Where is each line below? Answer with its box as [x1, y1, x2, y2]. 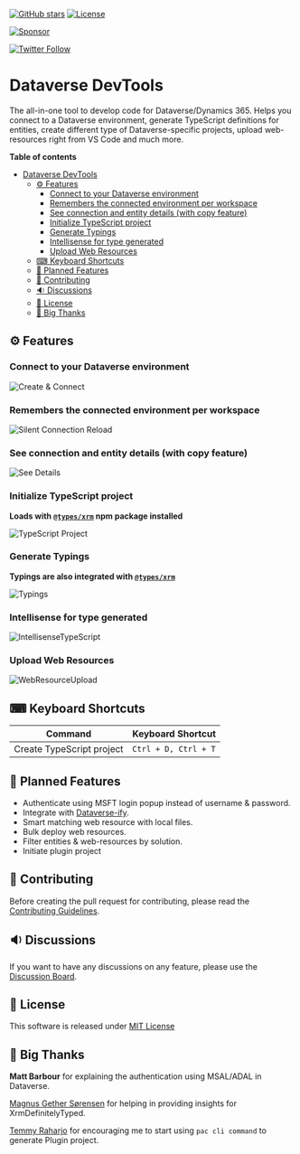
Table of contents [9, 151, 77, 162]
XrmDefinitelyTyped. [9, 1108, 86, 1119]
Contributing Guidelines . [9, 905, 100, 916]
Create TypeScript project [14, 743, 124, 755]
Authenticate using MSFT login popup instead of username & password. [22, 798, 291, 809]
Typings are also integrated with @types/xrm [9, 570, 176, 582]
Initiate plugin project [22, 846, 102, 857]
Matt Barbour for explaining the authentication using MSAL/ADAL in [9, 1071, 262, 1082]
